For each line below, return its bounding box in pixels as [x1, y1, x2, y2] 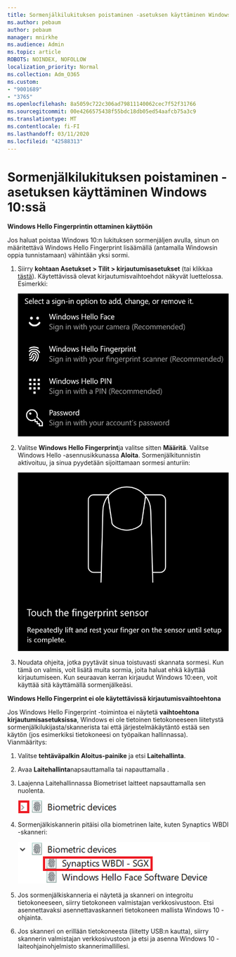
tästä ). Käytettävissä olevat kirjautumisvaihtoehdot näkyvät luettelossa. [17, 272, 223, 281]
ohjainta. [17, 913, 43, 922]
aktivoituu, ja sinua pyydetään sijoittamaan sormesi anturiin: [17, 458, 191, 467]
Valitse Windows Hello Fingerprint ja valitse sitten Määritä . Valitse [17, 443, 209, 451]
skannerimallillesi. [78, 941, 130, 950]
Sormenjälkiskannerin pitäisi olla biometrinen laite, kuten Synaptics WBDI [17, 820, 229, 829]
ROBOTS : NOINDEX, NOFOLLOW [7, 56, 86, 63]
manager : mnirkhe [7, 34, 58, 41]
